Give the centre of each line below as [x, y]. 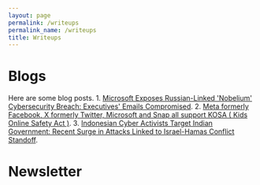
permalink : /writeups [44, 23]
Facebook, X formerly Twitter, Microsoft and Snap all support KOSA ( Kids [128, 115]
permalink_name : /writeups [52, 30]
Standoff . [23, 140]
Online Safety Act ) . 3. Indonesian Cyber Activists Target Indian [110, 124]
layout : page [30, 15]
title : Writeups [35, 37]
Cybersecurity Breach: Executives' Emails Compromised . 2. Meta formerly [129, 106]
